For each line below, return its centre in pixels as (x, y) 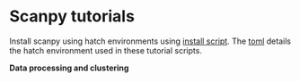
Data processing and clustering (69, 68)
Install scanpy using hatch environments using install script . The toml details (150, 41)
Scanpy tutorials (72, 16)
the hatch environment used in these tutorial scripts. (106, 50)
